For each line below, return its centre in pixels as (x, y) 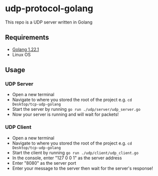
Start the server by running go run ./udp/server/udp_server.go (76, 109)
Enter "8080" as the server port (44, 163)
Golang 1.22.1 (26, 49)
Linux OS (21, 54)
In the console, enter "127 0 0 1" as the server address (67, 158)
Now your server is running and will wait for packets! (66, 114)
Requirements (27, 38)
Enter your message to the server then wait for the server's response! (83, 168)
